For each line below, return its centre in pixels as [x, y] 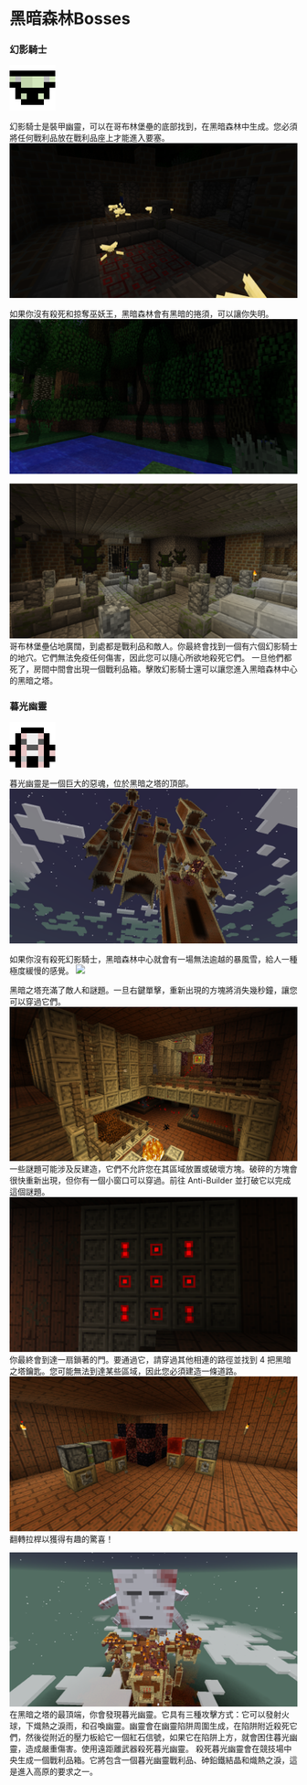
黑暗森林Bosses [70, 19]
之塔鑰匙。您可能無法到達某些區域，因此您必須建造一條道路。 [126, 1371]
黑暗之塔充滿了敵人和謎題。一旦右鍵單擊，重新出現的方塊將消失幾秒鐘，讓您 [153, 990]
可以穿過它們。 [37, 1001]
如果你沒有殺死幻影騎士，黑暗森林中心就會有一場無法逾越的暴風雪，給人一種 [153, 959]
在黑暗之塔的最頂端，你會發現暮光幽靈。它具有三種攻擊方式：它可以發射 [145, 1715]
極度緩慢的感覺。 [42, 971]
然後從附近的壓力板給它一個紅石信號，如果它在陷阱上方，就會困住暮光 [157, 1737]
